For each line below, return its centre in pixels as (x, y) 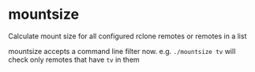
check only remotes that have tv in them (74, 59)
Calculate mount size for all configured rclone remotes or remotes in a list (127, 36)
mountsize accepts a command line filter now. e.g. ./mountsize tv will (122, 51)
